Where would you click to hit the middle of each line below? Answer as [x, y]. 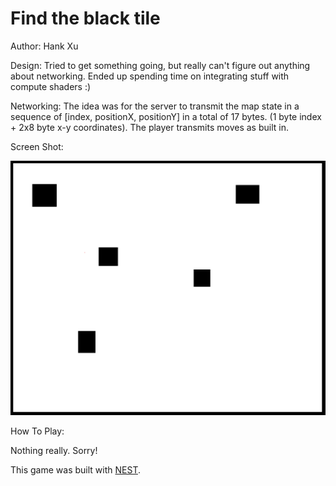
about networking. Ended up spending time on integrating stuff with [150, 76]
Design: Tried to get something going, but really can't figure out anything [160, 65]
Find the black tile [85, 18]
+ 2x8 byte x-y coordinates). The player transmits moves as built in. [149, 127]
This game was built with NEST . [75, 469]
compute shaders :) [51, 86]
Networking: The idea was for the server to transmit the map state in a [155, 106]
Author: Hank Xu [44, 46]
